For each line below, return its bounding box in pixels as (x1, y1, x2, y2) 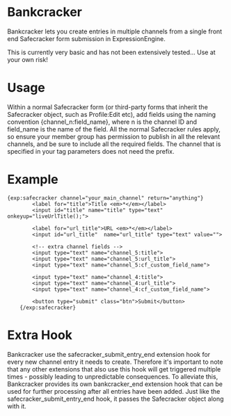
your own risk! (7, 55, 49, 63)
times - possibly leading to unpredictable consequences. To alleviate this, (7, 372, 218, 381)
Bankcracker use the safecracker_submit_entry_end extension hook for (7, 350, 211, 358)
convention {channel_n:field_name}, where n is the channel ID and (7, 118, 197, 126)
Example (7, 172, 58, 188)
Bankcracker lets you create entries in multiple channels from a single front (7, 27, 223, 35)
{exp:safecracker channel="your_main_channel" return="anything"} (7, 194, 204, 202)
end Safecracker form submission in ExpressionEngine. (7, 34, 166, 42)
